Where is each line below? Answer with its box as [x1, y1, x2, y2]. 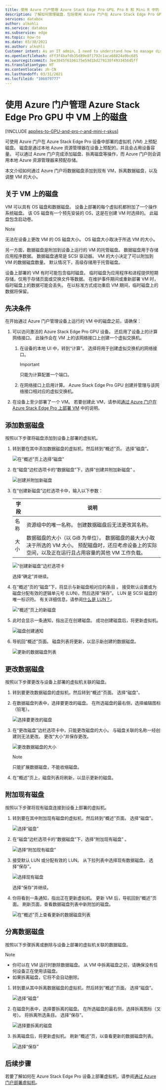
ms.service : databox [5, 26, 48, 31]
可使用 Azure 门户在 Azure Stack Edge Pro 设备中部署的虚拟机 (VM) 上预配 [5, 138, 157, 144]
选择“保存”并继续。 [12, 884, 51, 890]
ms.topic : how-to [5, 35, 41, 40]
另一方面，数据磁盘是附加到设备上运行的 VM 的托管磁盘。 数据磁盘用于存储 [5, 247, 159, 253]
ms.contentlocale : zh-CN [5, 67, 56, 72]
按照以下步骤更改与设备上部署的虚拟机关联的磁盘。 [5, 679, 109, 685]
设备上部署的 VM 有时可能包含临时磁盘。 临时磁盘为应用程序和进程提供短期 [5, 269, 159, 275]
